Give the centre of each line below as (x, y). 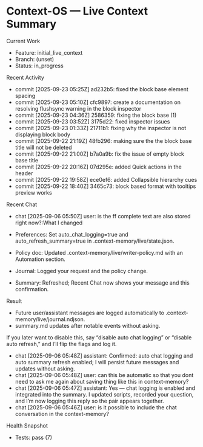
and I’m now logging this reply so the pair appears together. (89, 401)
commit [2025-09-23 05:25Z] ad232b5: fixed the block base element (102, 89)
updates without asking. (45, 369)
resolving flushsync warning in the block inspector (78, 108)
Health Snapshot (27, 425)
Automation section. (40, 259)
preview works (34, 192)
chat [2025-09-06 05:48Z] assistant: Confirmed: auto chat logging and (104, 355)
